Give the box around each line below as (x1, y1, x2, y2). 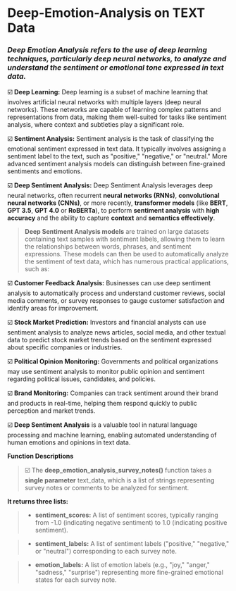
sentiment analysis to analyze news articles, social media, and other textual (7, 328, 226, 337)
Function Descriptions (7, 452, 74, 461)
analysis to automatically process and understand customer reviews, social (7, 289, 225, 297)
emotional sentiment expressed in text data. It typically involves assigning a (7, 144, 227, 153)
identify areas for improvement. (7, 304, 99, 313)
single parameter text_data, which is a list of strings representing (24, 476, 215, 485)
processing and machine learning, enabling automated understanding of (7, 431, 217, 440)
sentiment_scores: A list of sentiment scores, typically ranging (35, 511, 218, 519)
